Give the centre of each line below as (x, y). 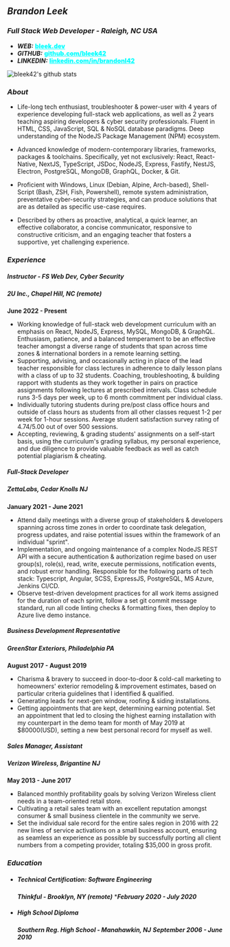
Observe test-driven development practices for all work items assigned (117, 593)
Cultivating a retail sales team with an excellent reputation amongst (112, 809)
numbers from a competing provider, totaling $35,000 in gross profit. (114, 845)
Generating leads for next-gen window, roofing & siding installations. (114, 700)
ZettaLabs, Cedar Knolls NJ (47, 489)
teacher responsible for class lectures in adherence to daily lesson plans (119, 368)
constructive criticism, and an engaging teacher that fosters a (104, 234)
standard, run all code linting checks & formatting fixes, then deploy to (116, 607)
